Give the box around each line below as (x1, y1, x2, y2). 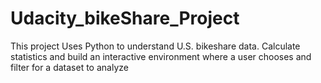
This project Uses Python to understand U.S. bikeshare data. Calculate (10, 40, 301, 52)
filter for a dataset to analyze (10, 61, 129, 73)
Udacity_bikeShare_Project (10, 7, 240, 30)
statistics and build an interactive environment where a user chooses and (10, 50, 312, 62)
